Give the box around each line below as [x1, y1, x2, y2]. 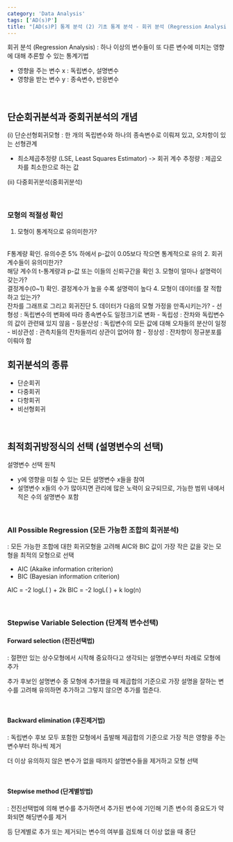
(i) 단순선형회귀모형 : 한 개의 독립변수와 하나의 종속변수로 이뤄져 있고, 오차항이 [7, 131, 219, 139]
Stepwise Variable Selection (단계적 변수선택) [7, 618, 159, 628]
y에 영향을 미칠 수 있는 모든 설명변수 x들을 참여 [17, 475, 145, 484]
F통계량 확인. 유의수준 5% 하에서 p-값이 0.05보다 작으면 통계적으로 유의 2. [7, 250, 210, 258]
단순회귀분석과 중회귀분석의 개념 [7, 111, 138, 122]
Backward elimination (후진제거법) [7, 716, 106, 724]
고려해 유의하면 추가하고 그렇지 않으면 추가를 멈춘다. [19, 685, 161, 694]
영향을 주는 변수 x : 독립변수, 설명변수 [17, 67, 120, 75]
